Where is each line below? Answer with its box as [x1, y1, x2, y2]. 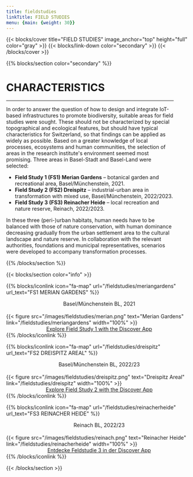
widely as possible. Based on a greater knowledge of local [6, 137, 148, 144]
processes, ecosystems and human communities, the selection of [6, 143, 166, 151]
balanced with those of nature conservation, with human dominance [6, 223, 172, 230]
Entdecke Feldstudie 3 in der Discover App [47, 447, 152, 454]
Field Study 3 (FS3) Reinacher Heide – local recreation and [14, 199, 159, 206]
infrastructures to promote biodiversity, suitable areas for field [22, 112, 174, 119]
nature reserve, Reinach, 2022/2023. [14, 205, 105, 212]
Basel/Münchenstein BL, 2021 [63, 300, 136, 308]
